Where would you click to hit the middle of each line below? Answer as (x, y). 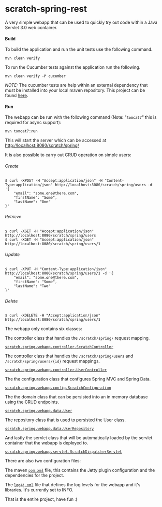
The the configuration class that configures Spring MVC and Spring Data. (78, 379)
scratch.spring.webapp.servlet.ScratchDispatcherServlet (64, 452)
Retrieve (13, 217)
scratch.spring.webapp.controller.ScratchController (59, 347)
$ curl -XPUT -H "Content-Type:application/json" (56, 269)
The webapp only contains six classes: (44, 329)
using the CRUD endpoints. (32, 402)
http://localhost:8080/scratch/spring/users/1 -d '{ (59, 273)
